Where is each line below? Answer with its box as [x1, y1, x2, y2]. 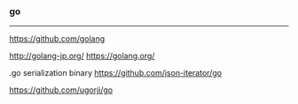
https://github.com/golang [9, 33, 106, 44]
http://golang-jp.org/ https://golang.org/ [9, 50, 155, 62]
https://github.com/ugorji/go [9, 85, 114, 95]
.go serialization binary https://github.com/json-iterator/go [9, 68, 223, 78]
